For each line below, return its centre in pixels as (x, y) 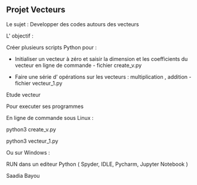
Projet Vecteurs (36, 10)
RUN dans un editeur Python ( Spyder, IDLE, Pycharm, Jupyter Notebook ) (97, 164)
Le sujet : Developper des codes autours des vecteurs (73, 24)
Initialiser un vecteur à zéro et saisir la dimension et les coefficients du (101, 58)
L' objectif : (20, 36)
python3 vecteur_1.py (32, 141)
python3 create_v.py (31, 129)
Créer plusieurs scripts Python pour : (52, 47)
